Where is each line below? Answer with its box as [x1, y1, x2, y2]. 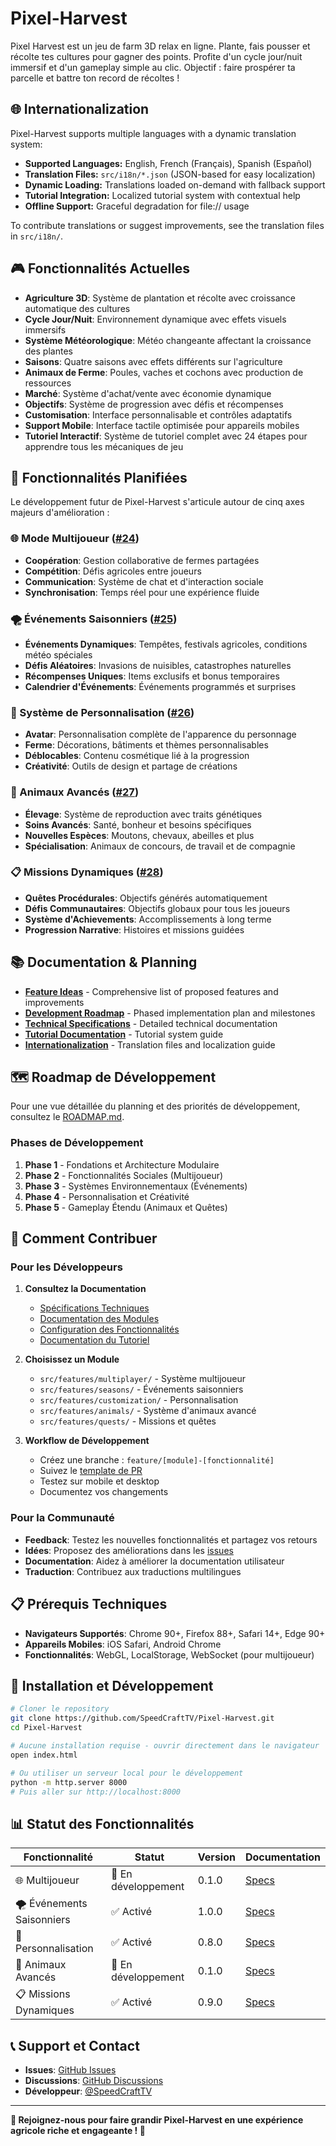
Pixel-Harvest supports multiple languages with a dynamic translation [10, 127, 297, 139]
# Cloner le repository [10, 1704, 110, 1714]
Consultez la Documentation [24, 1283, 147, 1295]
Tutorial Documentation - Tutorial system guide [24, 1028, 224, 1040]
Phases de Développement [10, 1136, 144, 1150]
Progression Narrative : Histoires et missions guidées [24, 923, 245, 936]
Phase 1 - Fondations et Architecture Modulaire [24, 1158, 220, 1171]
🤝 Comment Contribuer [10, 1230, 158, 1247]
